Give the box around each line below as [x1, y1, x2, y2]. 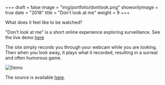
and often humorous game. [5, 55, 62, 61]
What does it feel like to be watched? [5, 20, 82, 25]
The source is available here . [5, 74, 66, 80]
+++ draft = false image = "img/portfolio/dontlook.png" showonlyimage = [5, 5, 158, 10]
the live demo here [5, 35, 45, 40]
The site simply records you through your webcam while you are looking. [5, 44, 157, 50]
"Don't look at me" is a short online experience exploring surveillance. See [5, 29, 160, 35]
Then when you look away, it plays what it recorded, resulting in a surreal [5, 50, 158, 55]
